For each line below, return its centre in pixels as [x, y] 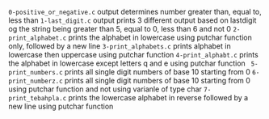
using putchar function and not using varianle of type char [105, 89]
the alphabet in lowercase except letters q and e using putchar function [127, 63]
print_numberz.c [36, 81]
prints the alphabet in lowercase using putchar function [160, 37]
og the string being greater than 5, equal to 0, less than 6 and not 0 [120, 29]
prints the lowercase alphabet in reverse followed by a [158, 98]
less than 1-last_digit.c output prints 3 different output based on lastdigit [132, 20]
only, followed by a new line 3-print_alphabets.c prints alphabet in [120, 46]
